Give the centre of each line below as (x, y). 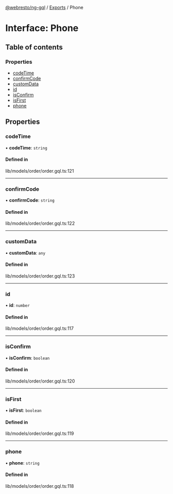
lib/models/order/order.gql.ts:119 (40, 433)
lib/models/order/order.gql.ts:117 (39, 328)
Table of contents (34, 47)
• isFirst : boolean (24, 410)
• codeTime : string (26, 148)
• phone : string (22, 463)
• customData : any (25, 253)
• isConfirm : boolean (28, 358)
